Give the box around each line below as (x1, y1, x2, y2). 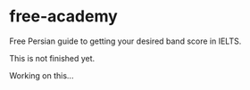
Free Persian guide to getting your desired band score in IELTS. (9, 36, 242, 46)
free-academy (9, 6, 118, 27)
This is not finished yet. (9, 53, 96, 63)
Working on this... (9, 70, 74, 81)
